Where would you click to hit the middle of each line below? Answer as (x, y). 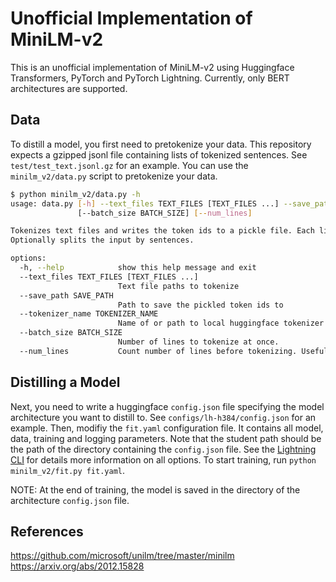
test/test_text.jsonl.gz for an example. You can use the (129, 165)
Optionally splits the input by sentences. (102, 240)
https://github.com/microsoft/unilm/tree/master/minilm (122, 556)
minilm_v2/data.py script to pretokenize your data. (114, 176)
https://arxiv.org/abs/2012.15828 (77, 566)
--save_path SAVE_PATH (66, 295)
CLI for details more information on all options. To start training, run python (163, 459)
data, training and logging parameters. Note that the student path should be (166, 438)
